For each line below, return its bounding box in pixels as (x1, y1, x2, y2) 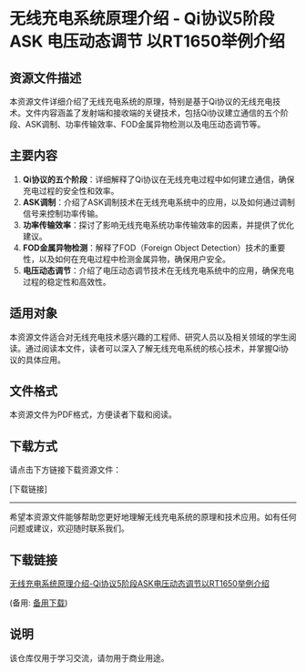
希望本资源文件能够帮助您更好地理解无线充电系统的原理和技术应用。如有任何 (9, 512, 297, 523)
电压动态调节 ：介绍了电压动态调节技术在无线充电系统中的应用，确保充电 (22, 265, 294, 276)
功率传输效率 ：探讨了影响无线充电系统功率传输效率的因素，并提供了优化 (22, 219, 294, 230)
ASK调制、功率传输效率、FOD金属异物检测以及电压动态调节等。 (25, 119, 266, 129)
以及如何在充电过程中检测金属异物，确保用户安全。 (38, 253, 230, 264)
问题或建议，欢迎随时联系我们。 (9, 523, 129, 534)
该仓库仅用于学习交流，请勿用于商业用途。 (9, 652, 169, 663)
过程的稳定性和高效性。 (22, 276, 111, 287)
